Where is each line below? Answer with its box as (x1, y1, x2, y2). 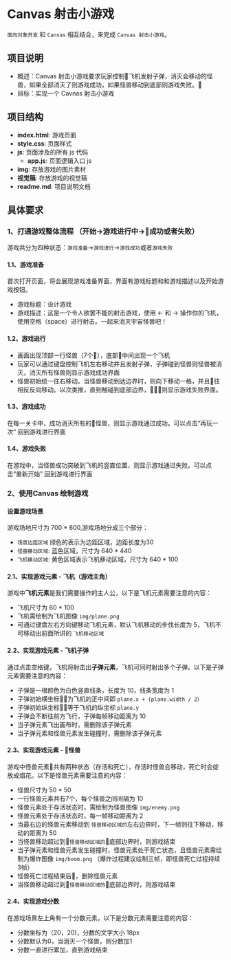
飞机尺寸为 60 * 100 (16, 603, 74, 612)
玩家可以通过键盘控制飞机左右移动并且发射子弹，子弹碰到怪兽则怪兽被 (16, 359, 217, 368)
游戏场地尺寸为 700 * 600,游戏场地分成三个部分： (7, 524, 149, 532)
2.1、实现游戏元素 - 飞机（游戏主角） (7, 572, 111, 581)
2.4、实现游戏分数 (7, 897, 60, 906)
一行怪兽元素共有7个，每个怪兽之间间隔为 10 (16, 794, 144, 803)
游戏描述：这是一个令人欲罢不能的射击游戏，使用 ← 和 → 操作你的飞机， (16, 309, 223, 317)
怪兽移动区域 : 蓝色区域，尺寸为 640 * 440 (16, 547, 132, 555)
